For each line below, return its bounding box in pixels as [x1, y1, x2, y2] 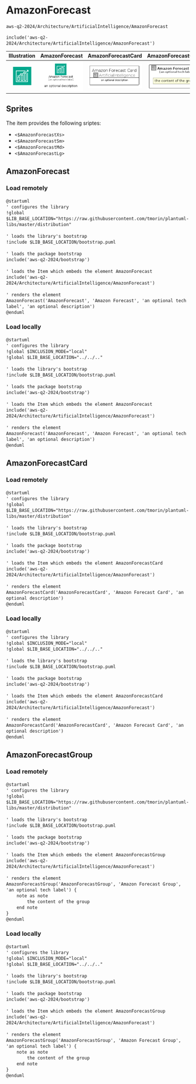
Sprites [6, 104, 33, 114]
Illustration [8, 52, 36, 59]
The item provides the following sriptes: [6, 119, 101, 126]
